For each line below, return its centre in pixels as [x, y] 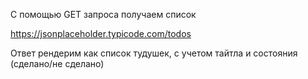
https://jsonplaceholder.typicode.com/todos [101, 33]
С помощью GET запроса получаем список [103, 14]
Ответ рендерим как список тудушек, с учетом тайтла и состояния [154, 53]
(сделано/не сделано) [57, 63]
